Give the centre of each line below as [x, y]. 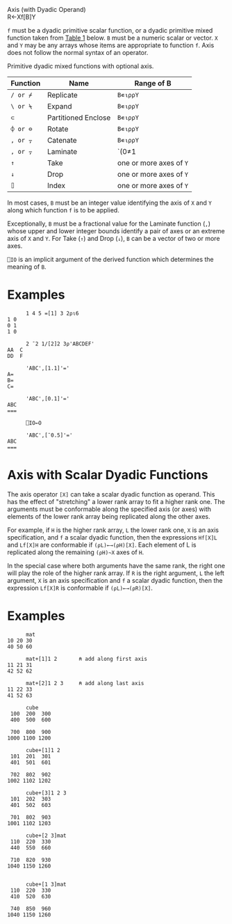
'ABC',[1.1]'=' [48, 368]
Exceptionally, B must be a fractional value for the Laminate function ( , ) [109, 224]
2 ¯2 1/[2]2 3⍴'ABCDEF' [60, 344]
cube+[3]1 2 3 [46, 793]
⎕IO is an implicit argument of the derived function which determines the [110, 259]
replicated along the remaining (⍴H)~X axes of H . [76, 552]
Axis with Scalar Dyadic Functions [108, 475]
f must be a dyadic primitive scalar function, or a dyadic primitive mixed [110, 30]
